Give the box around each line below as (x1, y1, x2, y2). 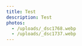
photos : (6, 20, 26, 26)
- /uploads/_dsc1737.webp (11, 31, 77, 37)
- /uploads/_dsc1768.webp (11, 25, 77, 32)
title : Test (6, 8, 36, 15)
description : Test (6, 14, 52, 20)
